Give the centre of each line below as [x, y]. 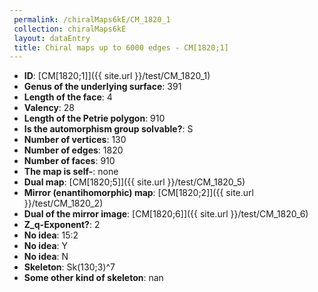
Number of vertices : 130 [75, 140]
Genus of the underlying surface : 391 [102, 87]
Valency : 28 [49, 108]
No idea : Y [46, 246]
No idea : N [46, 257]
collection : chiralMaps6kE [70, 29]
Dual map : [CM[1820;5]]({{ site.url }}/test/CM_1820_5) [134, 182]
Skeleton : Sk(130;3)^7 [69, 267]
